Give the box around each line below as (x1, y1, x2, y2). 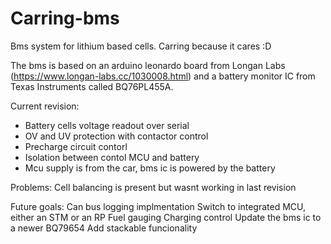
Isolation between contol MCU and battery (24, 151, 200, 163)
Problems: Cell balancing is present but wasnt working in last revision (10, 181, 297, 193)
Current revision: (10, 100, 80, 112)
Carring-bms (10, 7, 120, 30)
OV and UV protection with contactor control (24, 130, 209, 142)
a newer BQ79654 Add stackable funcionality (10, 222, 198, 234)
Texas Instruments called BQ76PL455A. (10, 80, 174, 92)
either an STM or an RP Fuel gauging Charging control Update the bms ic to (10, 211, 322, 223)
